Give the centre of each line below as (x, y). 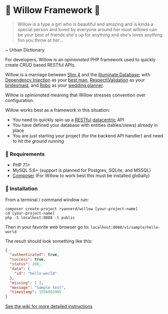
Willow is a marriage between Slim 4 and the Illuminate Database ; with (78, 74)
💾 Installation (22, 189)
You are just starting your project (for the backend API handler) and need (88, 135)
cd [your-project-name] (30, 213)
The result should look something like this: (49, 241)
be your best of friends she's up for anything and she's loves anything (90, 35)
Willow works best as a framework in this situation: (58, 110)
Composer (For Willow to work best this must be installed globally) (81, 176)
